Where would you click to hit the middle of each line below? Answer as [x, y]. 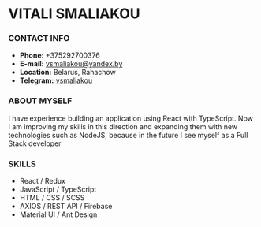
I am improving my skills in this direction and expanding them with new [123, 126]
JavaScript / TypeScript [58, 189]
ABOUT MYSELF [40, 101]
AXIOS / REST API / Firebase [66, 207]
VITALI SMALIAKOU [74, 14]
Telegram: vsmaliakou [56, 80]
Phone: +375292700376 [60, 55]
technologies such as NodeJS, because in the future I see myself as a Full [128, 135]
